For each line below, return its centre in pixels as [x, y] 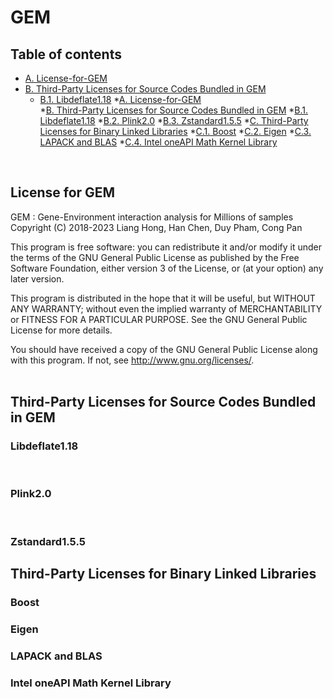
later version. [37, 278]
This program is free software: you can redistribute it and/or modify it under [166, 247]
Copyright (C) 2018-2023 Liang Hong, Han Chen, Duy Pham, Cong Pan [156, 227]
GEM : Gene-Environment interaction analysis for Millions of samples [152, 217]
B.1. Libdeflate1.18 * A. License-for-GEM [120, 99]
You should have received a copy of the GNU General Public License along [164, 349]
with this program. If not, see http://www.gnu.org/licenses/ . [132, 360]
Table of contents [66, 54]
